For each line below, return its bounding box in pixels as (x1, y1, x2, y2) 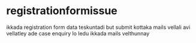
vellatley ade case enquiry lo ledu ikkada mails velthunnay (6, 29, 150, 37)
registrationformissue (6, 4, 118, 18)
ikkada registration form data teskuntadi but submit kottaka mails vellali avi (6, 24, 191, 31)
